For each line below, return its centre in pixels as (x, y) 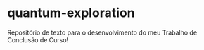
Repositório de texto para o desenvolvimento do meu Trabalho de (102, 32)
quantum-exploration (71, 13)
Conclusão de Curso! (38, 39)
